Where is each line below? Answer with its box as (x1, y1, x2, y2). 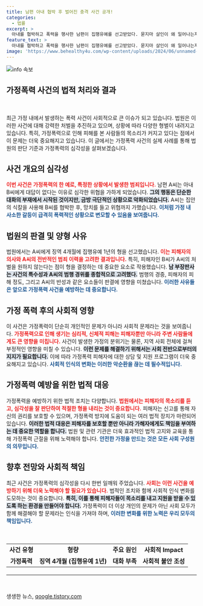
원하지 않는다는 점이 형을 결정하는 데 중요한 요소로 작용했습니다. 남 (17, 263, 174, 270)
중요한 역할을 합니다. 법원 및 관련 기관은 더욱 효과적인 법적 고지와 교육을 (18, 427, 187, 435)
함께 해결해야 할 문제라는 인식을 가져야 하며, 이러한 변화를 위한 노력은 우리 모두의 (6, 510, 195, 517)
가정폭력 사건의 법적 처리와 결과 (6, 85, 117, 96)
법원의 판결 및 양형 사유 (6, 231, 88, 241)
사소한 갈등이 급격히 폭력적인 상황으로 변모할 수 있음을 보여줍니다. (6, 211, 159, 219)
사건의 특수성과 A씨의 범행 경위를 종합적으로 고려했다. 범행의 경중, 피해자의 (12, 271, 188, 278)
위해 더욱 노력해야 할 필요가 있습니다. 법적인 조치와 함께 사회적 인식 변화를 (22, 487, 195, 494)
